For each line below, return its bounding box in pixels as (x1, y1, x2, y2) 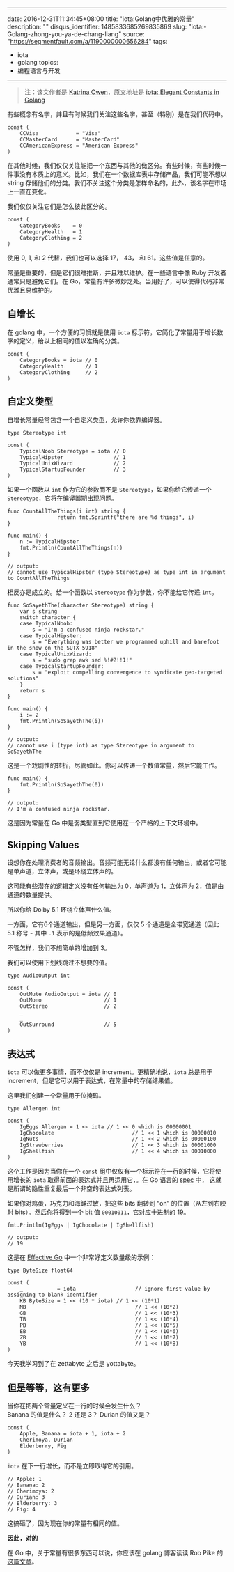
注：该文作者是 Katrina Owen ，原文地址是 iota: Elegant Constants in (24, 88, 219, 96)
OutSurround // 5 (19, 1021, 117, 1028)
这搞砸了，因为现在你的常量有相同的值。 (7, 1519, 123, 1527)
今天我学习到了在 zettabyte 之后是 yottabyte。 (7, 1360, 140, 1368)
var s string (19, 607, 58, 615)
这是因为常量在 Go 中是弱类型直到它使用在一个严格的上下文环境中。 (7, 818, 202, 827)
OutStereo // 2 (19, 1003, 117, 1010)
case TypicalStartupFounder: (19, 662, 104, 669)
